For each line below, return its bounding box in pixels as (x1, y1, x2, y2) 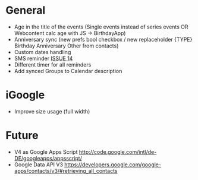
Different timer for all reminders (14, 61, 92, 68)
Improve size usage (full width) (14, 108, 90, 115)
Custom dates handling (14, 48, 71, 55)
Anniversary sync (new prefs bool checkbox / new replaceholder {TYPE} (14, 36, 193, 43)
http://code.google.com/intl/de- (78, 148, 157, 155)
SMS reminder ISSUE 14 (14, 55, 73, 62)
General (5, 4, 46, 17)
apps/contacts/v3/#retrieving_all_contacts (14, 167, 118, 174)
